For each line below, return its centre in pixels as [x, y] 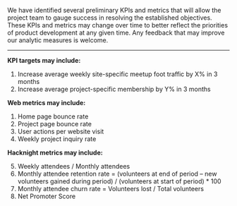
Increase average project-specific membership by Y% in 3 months [114, 89]
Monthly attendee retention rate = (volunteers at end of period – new [117, 174]
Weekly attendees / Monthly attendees [74, 166]
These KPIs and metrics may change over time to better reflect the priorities [117, 25]
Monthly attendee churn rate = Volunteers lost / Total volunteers [111, 189]
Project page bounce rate [54, 124]
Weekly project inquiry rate [57, 139]
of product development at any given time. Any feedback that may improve [116, 32]
